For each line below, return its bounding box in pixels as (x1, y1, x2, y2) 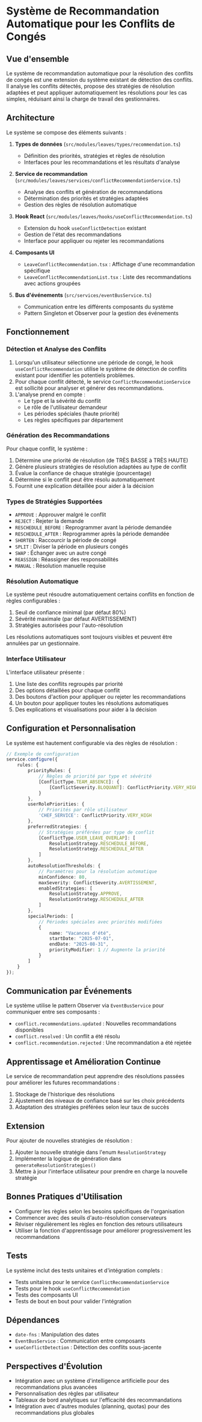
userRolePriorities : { (28, 801, 85, 808)
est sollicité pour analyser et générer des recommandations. (14, 384, 164, 391)
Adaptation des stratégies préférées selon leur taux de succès (14, 1103, 170, 1111)
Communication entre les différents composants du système (23, 303, 174, 310)
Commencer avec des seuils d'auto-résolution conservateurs (14, 1214, 167, 1221)
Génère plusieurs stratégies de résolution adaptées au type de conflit (14, 463, 187, 470)
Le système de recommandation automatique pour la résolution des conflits (6, 70, 194, 76)
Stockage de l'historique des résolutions (14, 1091, 115, 1098)
